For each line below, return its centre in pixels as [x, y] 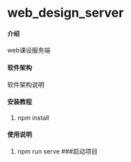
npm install [33, 117]
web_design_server [65, 13]
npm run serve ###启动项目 [57, 151]
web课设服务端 [29, 50]
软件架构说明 [26, 84]
